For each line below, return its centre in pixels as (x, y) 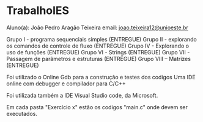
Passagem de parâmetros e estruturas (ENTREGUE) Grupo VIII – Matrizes (99, 59)
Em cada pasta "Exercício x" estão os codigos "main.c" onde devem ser (97, 107)
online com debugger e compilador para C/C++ (66, 84)
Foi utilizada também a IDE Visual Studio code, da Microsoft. (82, 95)
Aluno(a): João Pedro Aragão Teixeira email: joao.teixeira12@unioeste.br (97, 27)
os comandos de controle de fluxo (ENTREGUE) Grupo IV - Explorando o (98, 46)
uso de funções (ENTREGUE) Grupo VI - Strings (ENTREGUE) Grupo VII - (98, 52)
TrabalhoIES (38, 11)
